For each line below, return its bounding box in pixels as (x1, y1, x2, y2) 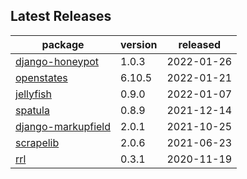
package (41, 37, 85, 51)
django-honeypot (15, 54, 100, 68)
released (178, 37, 222, 51)
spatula (15, 103, 50, 117)
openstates (15, 70, 68, 84)
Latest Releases (10, 8, 112, 25)
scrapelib (15, 135, 60, 149)
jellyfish (15, 87, 52, 101)
